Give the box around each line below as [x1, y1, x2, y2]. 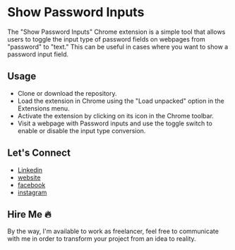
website [17, 173, 41, 182]
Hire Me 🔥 [7, 208, 52, 220]
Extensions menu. [17, 104, 70, 113]
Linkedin [17, 165, 43, 174]
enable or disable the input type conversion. [17, 126, 146, 135]
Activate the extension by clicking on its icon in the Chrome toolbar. [17, 111, 214, 120]
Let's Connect [7, 147, 71, 159]
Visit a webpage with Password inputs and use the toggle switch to [17, 119, 213, 127]
